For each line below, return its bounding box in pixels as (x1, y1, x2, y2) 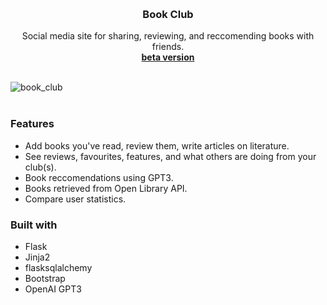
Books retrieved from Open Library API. (24, 182, 188, 194)
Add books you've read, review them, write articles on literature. (24, 139, 290, 152)
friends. (151, 41, 185, 53)
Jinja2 (24, 251, 51, 263)
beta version (141, 51, 195, 63)
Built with (10, 218, 58, 232)
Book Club (142, 7, 194, 21)
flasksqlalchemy (24, 261, 93, 273)
